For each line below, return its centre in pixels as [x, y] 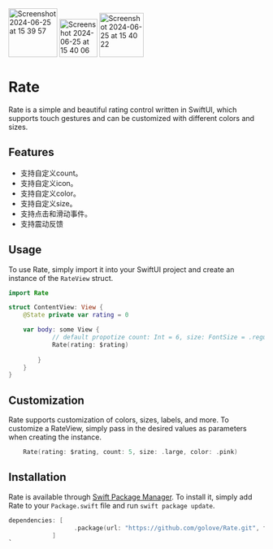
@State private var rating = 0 [76, 315]
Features [31, 152]
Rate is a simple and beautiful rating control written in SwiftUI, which [123, 110]
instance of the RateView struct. [61, 278]
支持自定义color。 [50, 193]
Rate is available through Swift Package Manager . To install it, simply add [130, 497]
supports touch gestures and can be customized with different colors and [131, 118]
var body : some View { [61, 330]
